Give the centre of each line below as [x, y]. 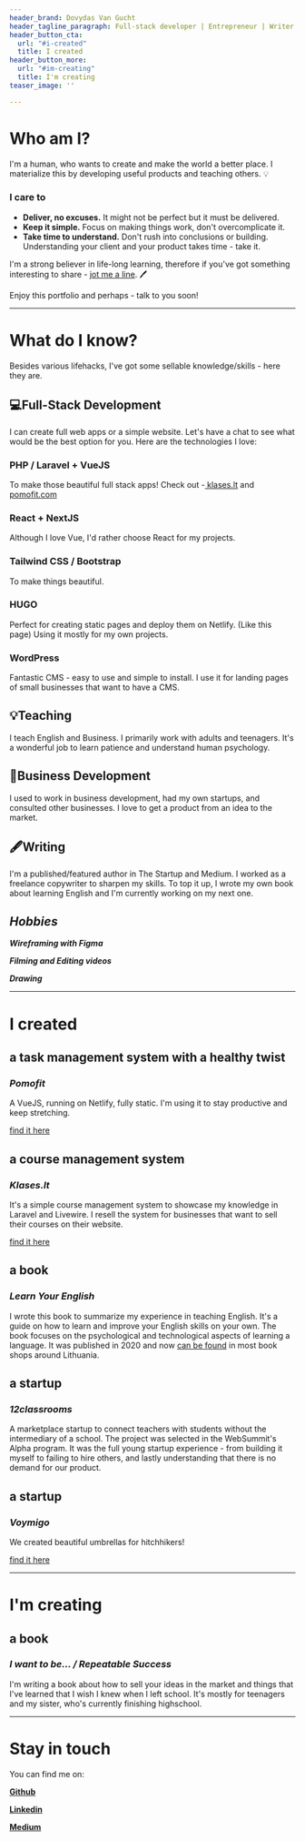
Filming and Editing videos [60, 961]
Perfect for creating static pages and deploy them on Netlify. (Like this [141, 624]
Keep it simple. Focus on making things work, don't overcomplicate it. [154, 227]
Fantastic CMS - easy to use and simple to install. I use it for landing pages [149, 678]
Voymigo [30, 1522]
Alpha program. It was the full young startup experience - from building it [146, 1449]
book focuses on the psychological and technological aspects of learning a [150, 1335]
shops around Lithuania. [54, 1355]
